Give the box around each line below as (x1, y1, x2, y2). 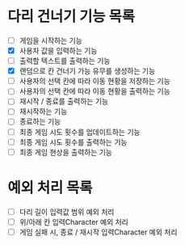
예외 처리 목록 (7, 179, 93, 196)
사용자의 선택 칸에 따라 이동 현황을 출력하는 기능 (19, 87, 170, 96)
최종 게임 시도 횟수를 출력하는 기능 (19, 137, 128, 146)
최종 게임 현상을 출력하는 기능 (19, 147, 112, 157)
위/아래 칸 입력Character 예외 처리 (19, 217, 128, 226)
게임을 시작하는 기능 (19, 36, 82, 45)
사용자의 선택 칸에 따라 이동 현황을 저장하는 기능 (19, 76, 170, 86)
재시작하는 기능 (19, 107, 68, 116)
